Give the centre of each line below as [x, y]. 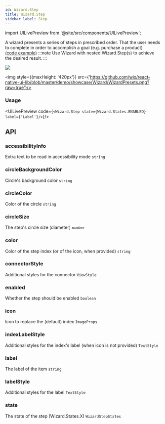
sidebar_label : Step [26, 19]
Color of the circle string [31, 204]
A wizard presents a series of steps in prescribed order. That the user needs [83, 42]
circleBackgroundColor [34, 170]
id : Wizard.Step [22, 10]
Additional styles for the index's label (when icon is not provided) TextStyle [82, 345]
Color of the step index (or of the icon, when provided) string [68, 251]
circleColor [19, 193]
